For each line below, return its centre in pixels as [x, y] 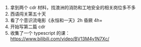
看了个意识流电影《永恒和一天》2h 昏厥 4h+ [56, 20]
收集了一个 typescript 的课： [40, 33]
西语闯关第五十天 [28, 14]
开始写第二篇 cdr [28, 27]
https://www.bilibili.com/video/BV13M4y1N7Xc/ [60, 39]
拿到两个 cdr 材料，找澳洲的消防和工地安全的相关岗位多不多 [73, 7]
